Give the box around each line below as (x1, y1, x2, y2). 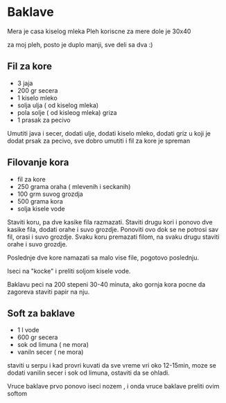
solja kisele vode (17, 204, 66, 213)
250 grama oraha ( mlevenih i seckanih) (17, 182, 131, 190)
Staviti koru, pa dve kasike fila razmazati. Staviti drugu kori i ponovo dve (7, 217, 213, 226)
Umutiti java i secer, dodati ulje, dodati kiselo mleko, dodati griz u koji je (7, 129, 211, 137)
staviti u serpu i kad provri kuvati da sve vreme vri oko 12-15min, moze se (7, 361, 216, 370)
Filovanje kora (7, 156, 69, 168)
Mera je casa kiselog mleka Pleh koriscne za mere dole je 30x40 (7, 27, 191, 35)
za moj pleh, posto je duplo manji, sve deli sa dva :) (7, 40, 153, 48)
